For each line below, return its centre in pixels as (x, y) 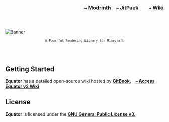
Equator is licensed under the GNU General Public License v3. (70, 114)
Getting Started (30, 69)
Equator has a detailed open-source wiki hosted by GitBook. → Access (80, 81)
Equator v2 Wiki (22, 86)
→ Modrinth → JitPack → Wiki (124, 8)
